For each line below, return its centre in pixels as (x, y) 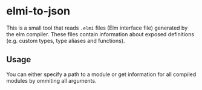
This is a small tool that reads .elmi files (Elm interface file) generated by (97, 28)
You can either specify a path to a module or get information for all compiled (101, 74)
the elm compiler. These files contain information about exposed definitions (100, 34)
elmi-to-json (38, 11)
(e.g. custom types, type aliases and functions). (66, 40)
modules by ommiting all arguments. (51, 80)
